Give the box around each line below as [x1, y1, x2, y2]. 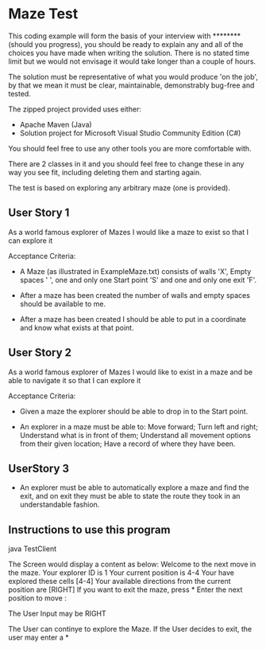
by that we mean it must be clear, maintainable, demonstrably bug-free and [8, 80, 255, 90]
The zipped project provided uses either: [8, 104, 141, 114]
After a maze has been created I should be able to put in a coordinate [19, 314, 247, 323]
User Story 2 [8, 346, 72, 359]
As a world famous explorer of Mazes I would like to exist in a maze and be [8, 367, 253, 377]
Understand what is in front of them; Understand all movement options [19, 430, 252, 440]
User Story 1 [8, 206, 70, 220]
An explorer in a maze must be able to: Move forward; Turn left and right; [19, 421, 258, 431]
